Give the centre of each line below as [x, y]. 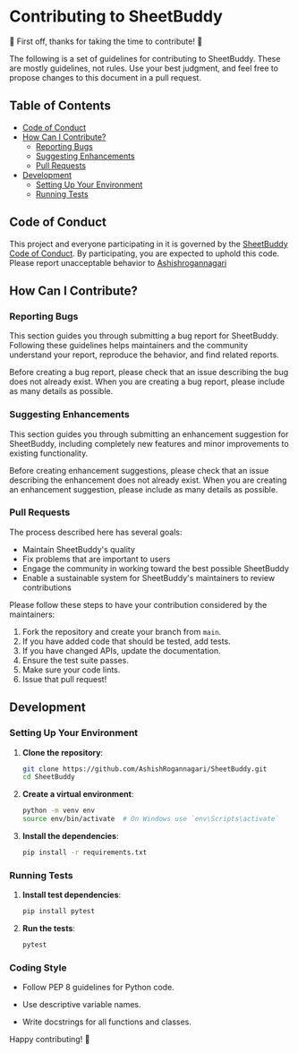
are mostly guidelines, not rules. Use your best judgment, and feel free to [144, 68]
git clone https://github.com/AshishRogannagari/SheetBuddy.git [145, 769]
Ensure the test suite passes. [76, 660]
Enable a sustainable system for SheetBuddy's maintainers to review [149, 578]
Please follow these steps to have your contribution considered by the [138, 604]
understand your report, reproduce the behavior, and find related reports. [144, 355]
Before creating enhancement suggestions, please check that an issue [139, 470]
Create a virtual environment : [78, 794]
